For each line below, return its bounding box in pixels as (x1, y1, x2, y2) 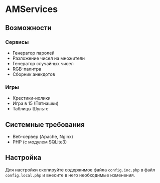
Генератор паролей (12, 50, 55, 56)
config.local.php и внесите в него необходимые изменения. (5, 172, 135, 178)
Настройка (5, 153, 42, 162)
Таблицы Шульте (12, 106, 49, 112)
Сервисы (5, 39, 29, 46)
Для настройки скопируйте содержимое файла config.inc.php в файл (5, 166, 155, 172)
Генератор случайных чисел (12, 60, 74, 66)
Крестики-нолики (12, 95, 51, 101)
